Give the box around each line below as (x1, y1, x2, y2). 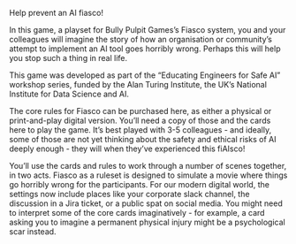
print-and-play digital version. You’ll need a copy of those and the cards (9, 115, 271, 126)
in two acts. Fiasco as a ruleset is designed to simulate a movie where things (9, 170, 288, 180)
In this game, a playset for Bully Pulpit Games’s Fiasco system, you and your (9, 25, 286, 34)
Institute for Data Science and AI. (9, 88, 130, 99)
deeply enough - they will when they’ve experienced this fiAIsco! (9, 143, 246, 154)
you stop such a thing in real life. (9, 53, 128, 63)
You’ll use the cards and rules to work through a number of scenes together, (9, 161, 287, 171)
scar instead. (9, 226, 57, 237)
